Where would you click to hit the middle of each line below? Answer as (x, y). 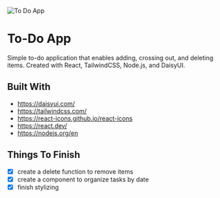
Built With (29, 87)
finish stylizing (38, 187)
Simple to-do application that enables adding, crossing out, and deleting (110, 57)
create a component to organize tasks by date (83, 179)
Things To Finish (44, 155)
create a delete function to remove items (75, 171)
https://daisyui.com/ (46, 103)
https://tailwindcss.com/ (52, 111)
